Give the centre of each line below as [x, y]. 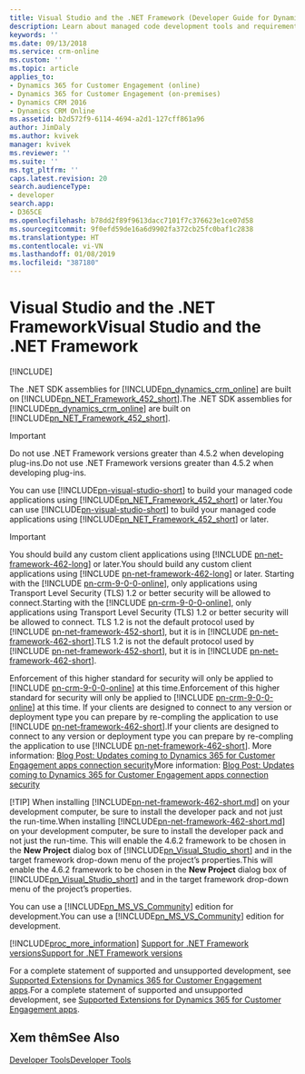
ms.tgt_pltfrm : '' [44, 170]
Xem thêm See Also [64, 1038]
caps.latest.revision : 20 [58, 178]
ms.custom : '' [36, 60]
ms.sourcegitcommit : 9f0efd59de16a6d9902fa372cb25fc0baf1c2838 [132, 229]
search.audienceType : [50, 187]
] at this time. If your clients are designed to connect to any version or [162, 707]
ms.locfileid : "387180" [54, 263]
